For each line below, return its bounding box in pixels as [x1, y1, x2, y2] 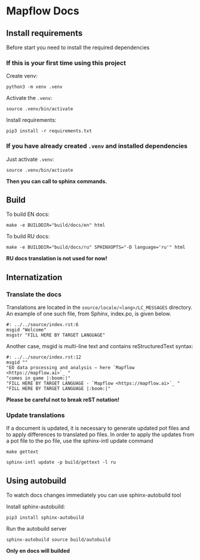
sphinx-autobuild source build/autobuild [6, 537, 111, 543]
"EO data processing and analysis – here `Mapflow [6, 365, 135, 371]
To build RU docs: [6, 233, 50, 240]
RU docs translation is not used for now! [6, 255, 107, 262]
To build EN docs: [6, 211, 50, 218]
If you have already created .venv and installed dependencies [6, 142, 188, 150]
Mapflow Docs [6, 4, 79, 18]
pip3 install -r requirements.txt [6, 128, 93, 134]
